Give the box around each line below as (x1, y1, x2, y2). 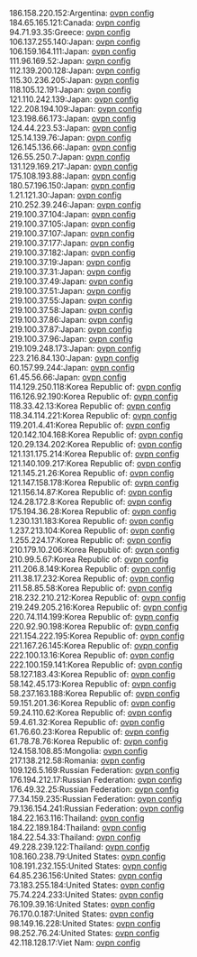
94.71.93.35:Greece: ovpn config (9, 27, 130, 37)
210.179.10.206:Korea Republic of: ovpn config (9, 545, 180, 555)
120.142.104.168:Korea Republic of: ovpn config (9, 429, 184, 440)
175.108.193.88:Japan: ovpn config (9, 170, 137, 181)
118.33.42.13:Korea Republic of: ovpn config (9, 400, 171, 411)
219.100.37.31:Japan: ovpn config (9, 266, 132, 277)
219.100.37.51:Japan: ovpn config (9, 286, 131, 296)
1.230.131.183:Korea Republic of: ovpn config (9, 516, 174, 526)
